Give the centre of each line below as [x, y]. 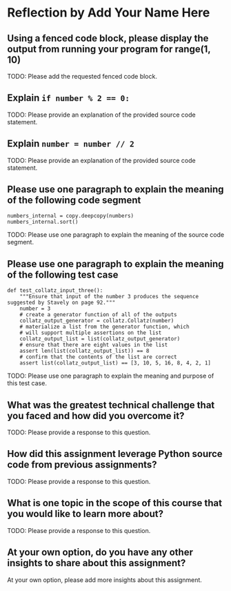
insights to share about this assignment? [97, 563]
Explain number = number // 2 [71, 144]
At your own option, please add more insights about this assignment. [104, 580]
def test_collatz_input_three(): [55, 291]
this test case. [27, 383]
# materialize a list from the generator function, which [104, 327]
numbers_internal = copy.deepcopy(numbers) [71, 216]
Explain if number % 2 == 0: [68, 98]
